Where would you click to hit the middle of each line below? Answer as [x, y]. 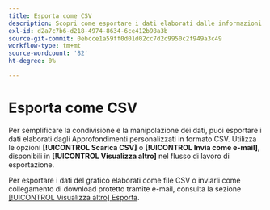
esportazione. [32, 164]
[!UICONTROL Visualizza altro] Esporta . [74, 197]
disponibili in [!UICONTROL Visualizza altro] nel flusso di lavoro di [119, 156]
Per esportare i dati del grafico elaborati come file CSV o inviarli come [124, 180]
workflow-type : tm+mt [45, 46]
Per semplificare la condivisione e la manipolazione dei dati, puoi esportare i [135, 130]
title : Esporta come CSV [50, 16]
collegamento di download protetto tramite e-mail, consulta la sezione [125, 189]
